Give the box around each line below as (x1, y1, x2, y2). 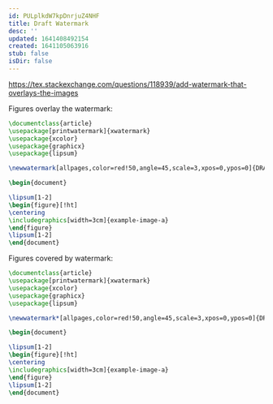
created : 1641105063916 (8, 42, 89, 50)
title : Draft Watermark (8, 19, 89, 28)
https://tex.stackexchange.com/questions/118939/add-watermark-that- (8, 79, 247, 89)
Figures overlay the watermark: (8, 103, 113, 114)
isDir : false (8, 58, 53, 66)
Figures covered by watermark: (8, 253, 114, 264)
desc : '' (8, 27, 38, 35)
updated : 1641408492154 (8, 34, 89, 43)
